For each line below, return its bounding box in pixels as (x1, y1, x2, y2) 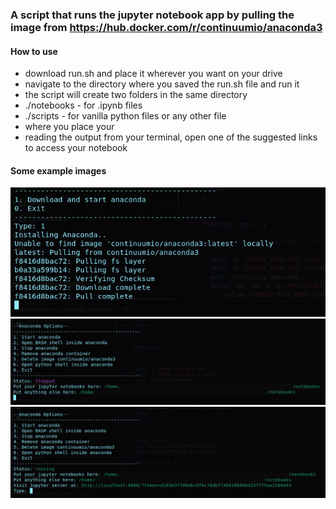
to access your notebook (24, 142, 128, 154)
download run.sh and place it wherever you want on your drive (24, 68, 283, 80)
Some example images (10, 164, 107, 177)
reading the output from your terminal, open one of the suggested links (24, 131, 318, 143)
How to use (10, 45, 58, 57)
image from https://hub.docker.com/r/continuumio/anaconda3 (10, 20, 323, 34)
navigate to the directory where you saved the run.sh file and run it (24, 78, 300, 90)
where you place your (24, 121, 115, 133)
